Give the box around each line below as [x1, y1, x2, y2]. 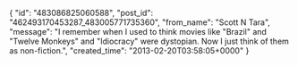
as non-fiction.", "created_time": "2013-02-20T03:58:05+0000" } [9, 45, 250, 56]
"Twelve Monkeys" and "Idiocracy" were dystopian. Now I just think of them [9, 36, 289, 46]
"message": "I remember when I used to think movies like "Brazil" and [9, 27, 267, 37]
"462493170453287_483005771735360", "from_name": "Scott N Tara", [9, 17, 271, 28]
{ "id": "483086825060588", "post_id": [9, 8, 154, 18]
